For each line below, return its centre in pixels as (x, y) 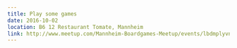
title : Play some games (42, 14)
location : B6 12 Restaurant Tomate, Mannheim (75, 27)
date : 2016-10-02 (33, 20)
